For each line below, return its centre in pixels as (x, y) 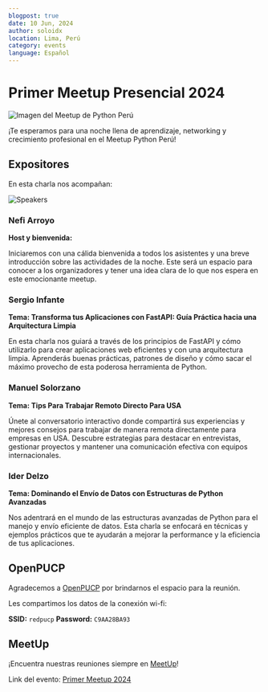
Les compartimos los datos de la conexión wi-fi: (87, 603)
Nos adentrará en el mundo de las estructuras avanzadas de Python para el (133, 517)
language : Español (39, 53)
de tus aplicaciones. (41, 543)
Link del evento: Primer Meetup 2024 (70, 679)
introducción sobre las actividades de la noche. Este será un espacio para (130, 262)
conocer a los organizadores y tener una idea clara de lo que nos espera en (133, 271)
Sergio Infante (37, 300)
